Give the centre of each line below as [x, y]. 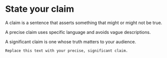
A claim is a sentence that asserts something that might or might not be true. [84, 23]
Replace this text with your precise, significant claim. [67, 51]
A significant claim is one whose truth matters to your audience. [71, 42]
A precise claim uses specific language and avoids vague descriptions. [78, 32]
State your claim [40, 9]
